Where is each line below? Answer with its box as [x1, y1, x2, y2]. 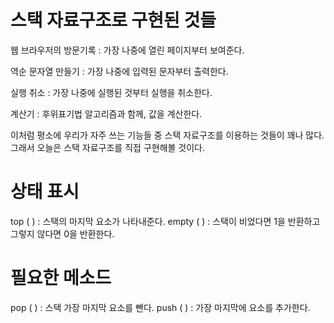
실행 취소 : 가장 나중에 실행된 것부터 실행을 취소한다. [10, 86, 213, 98]
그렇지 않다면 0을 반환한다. [10, 227, 115, 240]
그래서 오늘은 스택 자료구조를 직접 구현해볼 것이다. [10, 141, 206, 153]
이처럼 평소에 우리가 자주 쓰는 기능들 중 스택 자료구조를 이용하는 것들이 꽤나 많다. [10, 129, 325, 141]
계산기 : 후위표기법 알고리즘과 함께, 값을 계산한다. [10, 107, 203, 120]
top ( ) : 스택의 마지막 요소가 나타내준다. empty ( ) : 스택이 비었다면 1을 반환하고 [10, 215, 321, 227]
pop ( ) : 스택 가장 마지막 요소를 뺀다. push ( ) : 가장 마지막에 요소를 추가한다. [10, 301, 311, 313]
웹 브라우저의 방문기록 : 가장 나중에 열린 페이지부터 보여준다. [10, 44, 245, 56]
